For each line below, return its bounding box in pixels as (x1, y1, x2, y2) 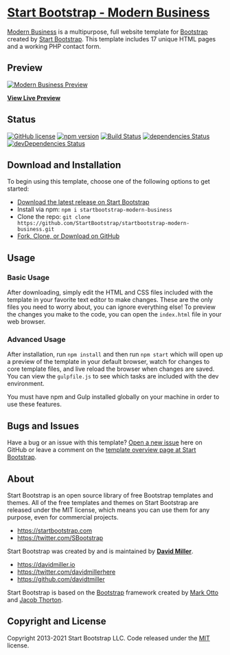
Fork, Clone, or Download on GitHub (16, 232, 120, 240)
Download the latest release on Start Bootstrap (16, 198, 150, 206)
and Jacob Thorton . (7, 595, 63, 603)
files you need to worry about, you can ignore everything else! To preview (7, 303, 216, 311)
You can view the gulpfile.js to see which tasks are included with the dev (7, 372, 219, 380)
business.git (16, 226, 55, 233)
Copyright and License (7, 616, 106, 627)
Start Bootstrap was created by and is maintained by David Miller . (7, 547, 194, 555)
